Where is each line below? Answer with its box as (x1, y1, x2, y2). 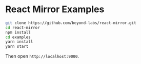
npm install (5, 29, 31, 35)
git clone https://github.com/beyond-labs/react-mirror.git (5, 20, 137, 25)
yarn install (5, 39, 33, 44)
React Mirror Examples (5, 4, 105, 15)
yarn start (5, 44, 29, 49)
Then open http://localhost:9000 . (5, 53, 79, 59)
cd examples (5, 35, 31, 40)
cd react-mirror (5, 25, 40, 30)
